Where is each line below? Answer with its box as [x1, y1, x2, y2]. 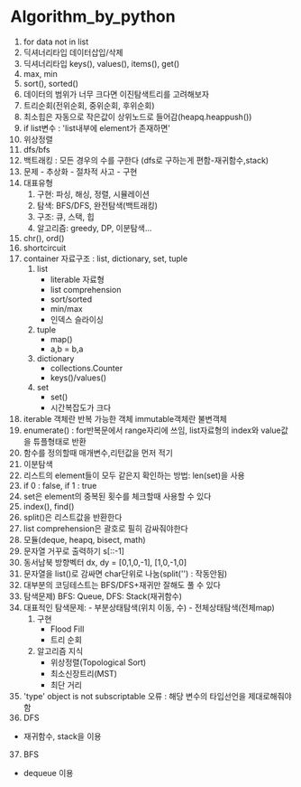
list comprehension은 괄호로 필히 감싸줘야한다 [23, 522, 188, 534]
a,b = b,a [50, 343, 84, 354]
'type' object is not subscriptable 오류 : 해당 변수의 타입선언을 [23, 690, 247, 701]
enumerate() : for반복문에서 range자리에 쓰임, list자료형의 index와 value [23, 425, 282, 436]
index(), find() [23, 501, 75, 511]
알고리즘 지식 [36, 645, 84, 656]
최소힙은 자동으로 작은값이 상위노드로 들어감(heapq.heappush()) [23, 111, 252, 122]
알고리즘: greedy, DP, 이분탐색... [36, 222, 152, 233]
